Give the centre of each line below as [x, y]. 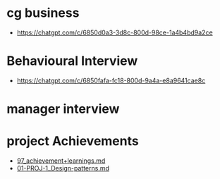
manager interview [63, 109]
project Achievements [73, 141]
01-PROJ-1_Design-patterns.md [63, 168]
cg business [43, 13]
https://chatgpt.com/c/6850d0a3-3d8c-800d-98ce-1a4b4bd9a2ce [115, 32]
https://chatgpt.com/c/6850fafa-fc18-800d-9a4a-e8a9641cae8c [111, 80]
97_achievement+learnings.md [61, 161]
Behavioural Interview [72, 61]
